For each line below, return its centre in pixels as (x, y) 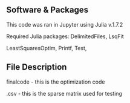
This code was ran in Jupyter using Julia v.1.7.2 (65, 24)
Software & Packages (47, 10)
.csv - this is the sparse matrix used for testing (64, 93)
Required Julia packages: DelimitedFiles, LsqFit (65, 36)
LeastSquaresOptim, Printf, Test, (47, 48)
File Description (37, 67)
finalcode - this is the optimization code (56, 82)
